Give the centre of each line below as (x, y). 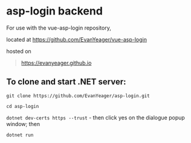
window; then (23, 124)
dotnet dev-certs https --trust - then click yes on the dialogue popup (96, 117)
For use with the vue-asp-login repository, (59, 28)
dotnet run (20, 135)
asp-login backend (54, 11)
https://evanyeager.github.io (56, 63)
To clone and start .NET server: (66, 82)
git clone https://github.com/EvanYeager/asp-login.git (78, 96)
